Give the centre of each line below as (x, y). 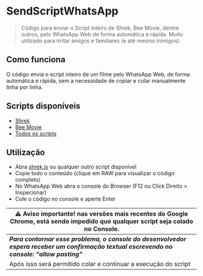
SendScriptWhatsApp (63, 11)
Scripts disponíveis (43, 106)
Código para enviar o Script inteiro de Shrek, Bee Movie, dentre (100, 28)
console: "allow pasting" (46, 254)
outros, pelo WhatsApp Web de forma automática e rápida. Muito (102, 34)
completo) (28, 180)
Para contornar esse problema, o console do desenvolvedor (98, 239)
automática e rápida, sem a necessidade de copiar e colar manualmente (96, 80)
